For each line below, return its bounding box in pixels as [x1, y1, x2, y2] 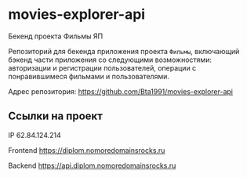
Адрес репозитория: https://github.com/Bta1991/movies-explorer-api [8, 86, 234, 96]
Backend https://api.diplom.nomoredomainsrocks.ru [8, 161, 176, 170]
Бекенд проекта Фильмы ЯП [8, 31, 104, 41]
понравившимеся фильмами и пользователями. [8, 71, 170, 81]
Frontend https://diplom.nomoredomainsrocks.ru [8, 145, 165, 154]
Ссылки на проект [8, 110, 104, 123]
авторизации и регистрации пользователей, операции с [8, 63, 197, 72]
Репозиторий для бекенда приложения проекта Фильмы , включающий [8, 46, 240, 56]
